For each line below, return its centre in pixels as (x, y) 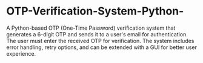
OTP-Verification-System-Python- (95, 11)
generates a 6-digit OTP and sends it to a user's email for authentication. (97, 34)
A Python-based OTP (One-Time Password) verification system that (91, 28)
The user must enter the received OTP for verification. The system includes (100, 41)
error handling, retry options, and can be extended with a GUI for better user (101, 47)
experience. (21, 53)
